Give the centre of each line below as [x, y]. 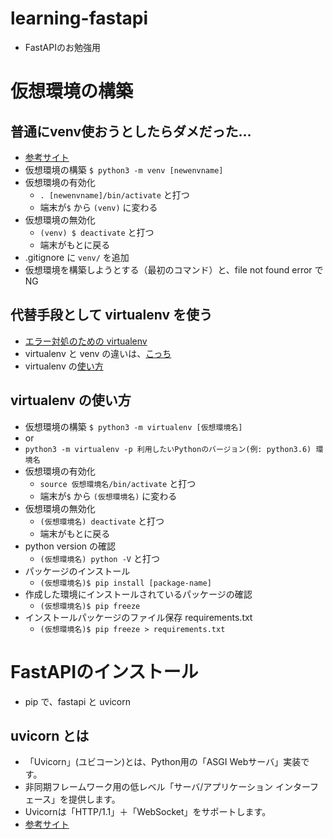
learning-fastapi [79, 18]
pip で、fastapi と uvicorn [77, 701]
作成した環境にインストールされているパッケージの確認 [138, 594]
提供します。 [94, 799]
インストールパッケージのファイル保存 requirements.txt [138, 617]
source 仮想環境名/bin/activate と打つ [118, 483]
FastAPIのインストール [104, 671]
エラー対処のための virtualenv [86, 341]
